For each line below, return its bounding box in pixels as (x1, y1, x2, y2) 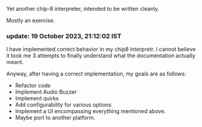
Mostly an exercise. (6, 17, 55, 24)
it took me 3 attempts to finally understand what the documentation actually (6, 52, 196, 59)
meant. (6, 59, 24, 66)
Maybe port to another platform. (15, 114, 96, 122)
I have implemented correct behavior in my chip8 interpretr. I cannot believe (6, 45, 196, 53)
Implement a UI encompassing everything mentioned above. (15, 108, 166, 115)
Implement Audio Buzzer (15, 88, 77, 96)
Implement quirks (15, 95, 59, 102)
